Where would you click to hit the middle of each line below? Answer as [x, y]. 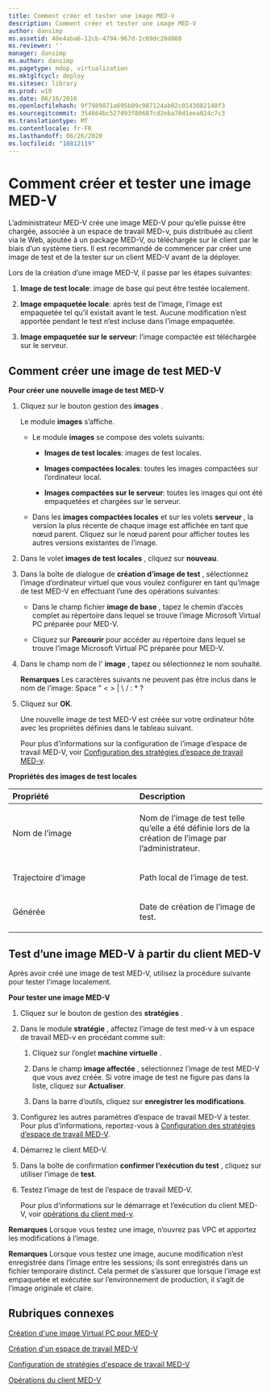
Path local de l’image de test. [194, 878]
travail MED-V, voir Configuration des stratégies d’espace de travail [131, 753]
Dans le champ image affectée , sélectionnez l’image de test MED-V [146, 1069]
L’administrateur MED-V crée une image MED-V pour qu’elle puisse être [127, 223]
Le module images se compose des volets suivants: [119, 438]
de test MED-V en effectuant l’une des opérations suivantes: [120, 591]
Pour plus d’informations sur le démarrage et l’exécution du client [128, 1206]
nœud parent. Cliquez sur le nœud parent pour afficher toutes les [141, 535]
